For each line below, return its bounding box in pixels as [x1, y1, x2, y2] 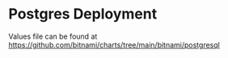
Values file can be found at [8, 31, 98, 41]
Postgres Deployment [8, 5, 158, 23]
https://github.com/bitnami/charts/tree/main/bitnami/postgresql [8, 39, 220, 49]
